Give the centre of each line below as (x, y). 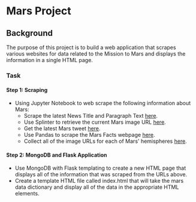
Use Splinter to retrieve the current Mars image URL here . (95, 122)
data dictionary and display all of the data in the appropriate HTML (97, 187)
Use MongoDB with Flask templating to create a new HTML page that (100, 168)
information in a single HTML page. (49, 60)
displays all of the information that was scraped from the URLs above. (101, 175)
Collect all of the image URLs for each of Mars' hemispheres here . (105, 141)
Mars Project (39, 11)
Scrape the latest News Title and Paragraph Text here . (91, 116)
